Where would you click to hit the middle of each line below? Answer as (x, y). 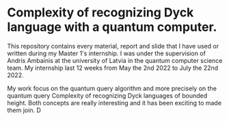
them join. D (24, 110)
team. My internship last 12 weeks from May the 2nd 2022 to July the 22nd (113, 68)
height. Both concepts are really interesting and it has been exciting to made (114, 103)
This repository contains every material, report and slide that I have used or (113, 46)
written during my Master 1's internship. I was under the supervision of (107, 53)
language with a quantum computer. (112, 27)
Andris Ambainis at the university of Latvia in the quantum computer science (115, 60)
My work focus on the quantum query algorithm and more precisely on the (112, 88)
